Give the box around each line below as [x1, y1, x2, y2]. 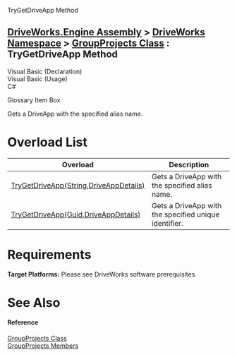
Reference [7, 318, 39, 327]
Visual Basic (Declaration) [7, 67, 83, 75]
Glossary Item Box [7, 95, 61, 104]
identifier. [151, 218, 183, 228]
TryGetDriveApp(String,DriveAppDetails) [11, 180, 145, 190]
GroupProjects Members [7, 341, 79, 350]
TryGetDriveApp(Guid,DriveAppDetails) [11, 210, 141, 219]
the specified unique [151, 210, 220, 219]
